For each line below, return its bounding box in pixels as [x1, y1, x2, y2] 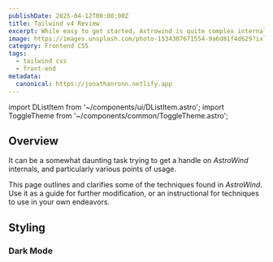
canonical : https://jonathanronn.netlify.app [15, 79, 173, 88]
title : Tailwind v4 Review [8, 19, 100, 28]
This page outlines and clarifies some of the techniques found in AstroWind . [8, 180, 262, 190]
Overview [8, 134, 59, 148]
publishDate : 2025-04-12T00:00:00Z [8, 11, 129, 20]
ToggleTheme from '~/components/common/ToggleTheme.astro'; [8, 110, 229, 120]
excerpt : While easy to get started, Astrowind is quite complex [8, 27, 234, 35]
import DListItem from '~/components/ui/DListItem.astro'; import [8, 102, 225, 112]
